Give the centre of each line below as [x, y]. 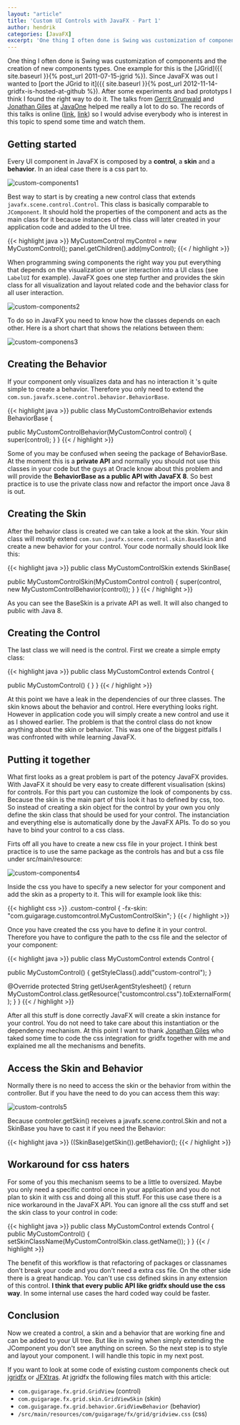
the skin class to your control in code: [62, 1212]
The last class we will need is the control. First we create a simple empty [114, 650]
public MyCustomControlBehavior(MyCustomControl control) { [100, 432]
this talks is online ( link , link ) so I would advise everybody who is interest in [118, 114]
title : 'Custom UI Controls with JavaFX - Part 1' [84, 21]
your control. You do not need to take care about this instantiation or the [113, 1023]
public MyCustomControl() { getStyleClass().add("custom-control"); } [110, 973]
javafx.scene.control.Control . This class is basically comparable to [108, 204]
